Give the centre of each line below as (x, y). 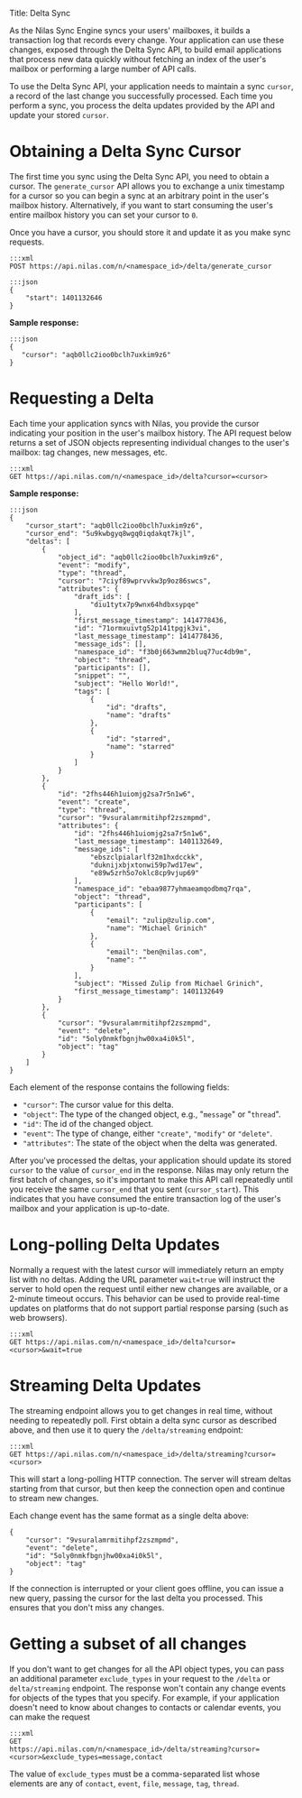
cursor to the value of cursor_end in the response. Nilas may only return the (149, 1170)
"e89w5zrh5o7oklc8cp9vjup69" (145, 873)
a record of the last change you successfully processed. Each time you (141, 96)
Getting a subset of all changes (128, 1643)
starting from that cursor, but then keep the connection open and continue (147, 1489)
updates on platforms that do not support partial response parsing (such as (149, 1308)
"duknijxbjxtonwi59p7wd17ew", (146, 865)
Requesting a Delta (82, 398)
